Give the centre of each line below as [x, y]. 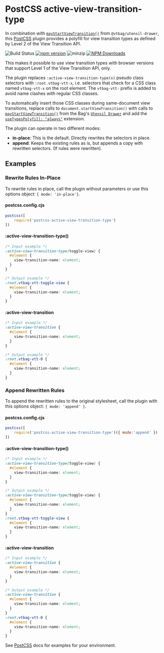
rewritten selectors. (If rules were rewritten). [57, 148]
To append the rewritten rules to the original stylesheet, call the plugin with [81, 401]
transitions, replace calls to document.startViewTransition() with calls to [79, 108]
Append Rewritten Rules [35, 390]
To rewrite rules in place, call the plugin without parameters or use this [77, 189]
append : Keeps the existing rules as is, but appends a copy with [78, 143]
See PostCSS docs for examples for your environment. [61, 646]
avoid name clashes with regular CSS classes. [52, 93]
